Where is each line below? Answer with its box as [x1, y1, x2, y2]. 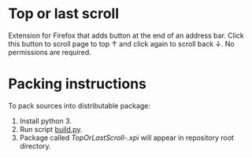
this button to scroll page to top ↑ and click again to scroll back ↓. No [8, 39, 235, 48]
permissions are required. [8, 47, 92, 57]
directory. [19, 141, 51, 150]
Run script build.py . [19, 124, 83, 134]
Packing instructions [8, 75, 147, 93]
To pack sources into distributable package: [8, 101, 151, 110]
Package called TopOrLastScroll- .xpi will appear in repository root [19, 133, 235, 142]
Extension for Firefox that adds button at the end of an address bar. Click [8, 31, 244, 40]
